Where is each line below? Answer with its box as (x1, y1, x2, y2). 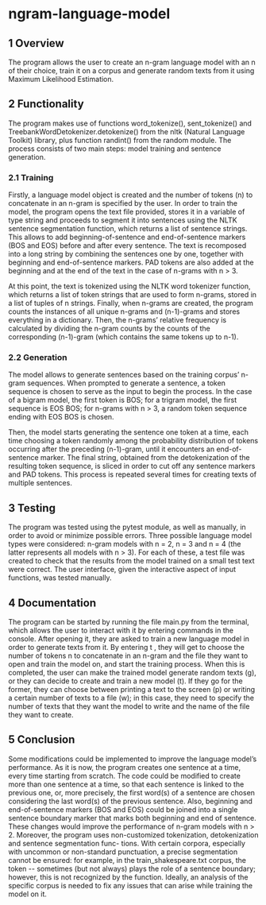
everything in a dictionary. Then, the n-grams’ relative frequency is (8, 315, 227, 325)
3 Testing (8, 501, 56, 515)
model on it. (8, 889, 48, 899)
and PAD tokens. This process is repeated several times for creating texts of (8, 470, 257, 479)
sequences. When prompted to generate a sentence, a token (26, 378, 226, 388)
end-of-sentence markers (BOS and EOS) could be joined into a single (8, 804, 238, 814)
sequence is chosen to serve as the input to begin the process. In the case (8, 387, 253, 396)
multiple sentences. (8, 478, 73, 488)
